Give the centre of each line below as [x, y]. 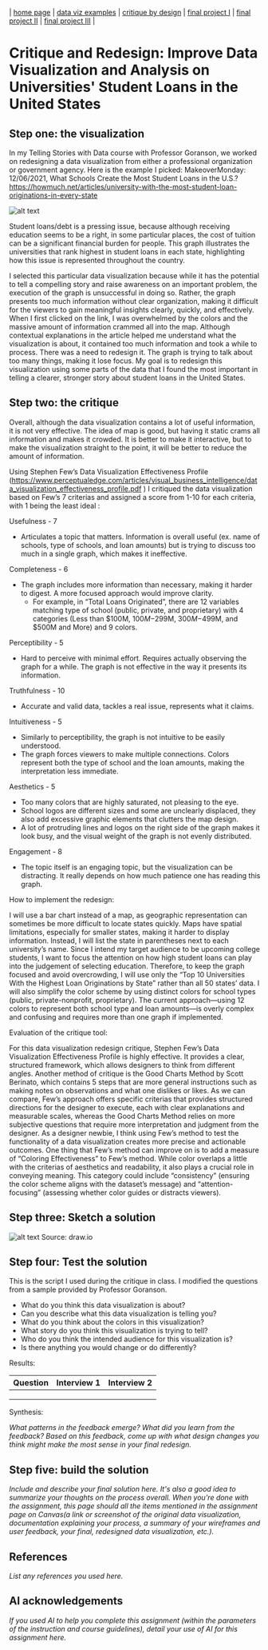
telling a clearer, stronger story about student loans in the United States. [127, 378]
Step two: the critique [64, 403]
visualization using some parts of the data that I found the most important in [134, 369]
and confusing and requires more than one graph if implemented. [116, 1017]
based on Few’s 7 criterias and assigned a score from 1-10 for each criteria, [132, 497]
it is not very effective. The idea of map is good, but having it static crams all [134, 430]
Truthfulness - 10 [37, 690]
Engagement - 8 [36, 851]
